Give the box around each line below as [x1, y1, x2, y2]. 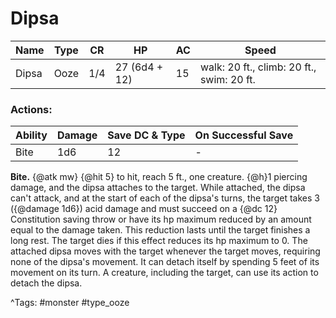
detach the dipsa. [10, 277, 83, 289]
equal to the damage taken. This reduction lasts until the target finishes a [10, 224, 311, 236]
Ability [15, 128, 48, 142]
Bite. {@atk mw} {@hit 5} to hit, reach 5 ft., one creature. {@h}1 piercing [10, 171, 308, 183]
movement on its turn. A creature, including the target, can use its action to [10, 267, 319, 279]
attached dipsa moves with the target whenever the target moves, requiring [10, 245, 321, 257]
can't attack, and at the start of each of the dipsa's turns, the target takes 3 [10, 192, 320, 204]
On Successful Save [194, 128, 294, 142]
